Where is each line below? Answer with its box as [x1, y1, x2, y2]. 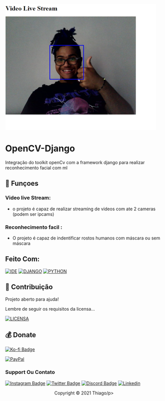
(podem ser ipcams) [12, 211, 54, 217]
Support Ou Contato [5, 369, 55, 376]
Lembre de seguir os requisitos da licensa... [5, 306, 95, 312]
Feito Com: [5, 255, 40, 263]
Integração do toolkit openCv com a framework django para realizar [5, 159, 145, 165]
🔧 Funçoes [5, 179, 39, 188]
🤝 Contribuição [5, 283, 53, 292]
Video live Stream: [5, 194, 51, 201]
